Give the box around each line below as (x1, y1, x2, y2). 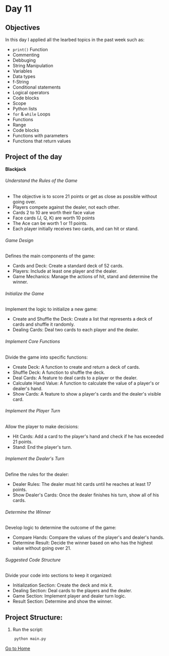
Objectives (5, 23, 40, 32)
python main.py (14, 636, 46, 641)
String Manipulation (12, 63, 53, 68)
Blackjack (5, 166, 26, 172)
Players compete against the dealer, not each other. (12, 204, 120, 210)
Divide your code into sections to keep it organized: (5, 572, 112, 578)
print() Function (12, 47, 48, 52)
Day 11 (5, 3, 32, 15)
